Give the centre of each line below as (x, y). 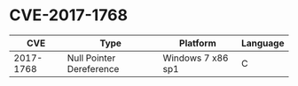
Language (263, 43)
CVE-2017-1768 (69, 15)
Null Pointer (91, 58)
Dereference (93, 68)
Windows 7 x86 (196, 58)
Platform (198, 43)
